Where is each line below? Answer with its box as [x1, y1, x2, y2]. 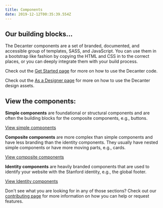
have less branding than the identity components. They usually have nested [5, 139, 158, 145]
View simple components [5, 125, 56, 130]
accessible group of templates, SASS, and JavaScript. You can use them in [5, 48, 157, 54]
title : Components [5, 7, 43, 12]
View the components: [5, 97, 76, 105]
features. [5, 198, 24, 204]
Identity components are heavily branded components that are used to [5, 164, 150, 170]
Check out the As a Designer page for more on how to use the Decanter [5, 78, 151, 83]
